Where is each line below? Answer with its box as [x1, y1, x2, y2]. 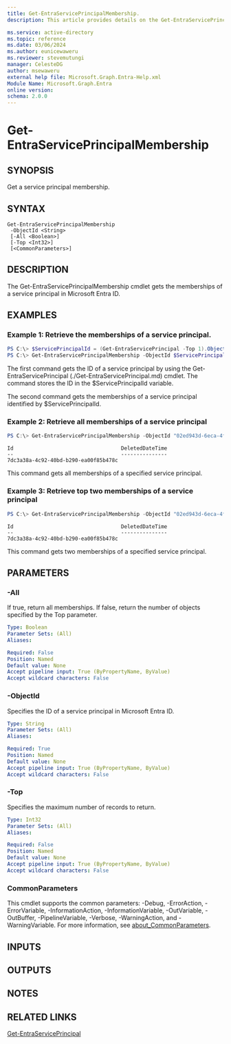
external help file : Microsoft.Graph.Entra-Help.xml [7, 74, 162, 81]
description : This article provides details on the [7, 17, 158, 23]
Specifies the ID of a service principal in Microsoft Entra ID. [7, 707, 175, 715]
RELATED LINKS [7, 1011, 77, 1023]
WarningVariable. [7, 921, 56, 930]
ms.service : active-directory [7, 29, 94, 36]
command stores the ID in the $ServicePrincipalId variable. [7, 379, 174, 388]
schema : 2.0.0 [7, 93, 48, 100]
